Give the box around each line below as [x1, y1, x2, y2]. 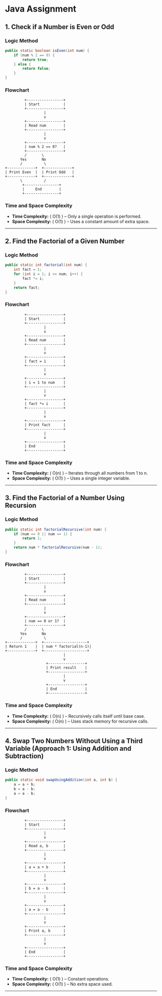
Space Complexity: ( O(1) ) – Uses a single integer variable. [12, 475, 131, 481]
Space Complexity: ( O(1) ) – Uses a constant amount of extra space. [12, 218, 150, 224]
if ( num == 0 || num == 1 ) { [13, 531, 72, 536]
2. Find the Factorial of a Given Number [5, 237, 125, 245]
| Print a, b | [24, 928, 66, 933]
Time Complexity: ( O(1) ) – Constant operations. [12, 976, 109, 982]
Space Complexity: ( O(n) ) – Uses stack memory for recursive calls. [12, 718, 148, 724]
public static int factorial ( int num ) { [5, 263, 88, 268]
